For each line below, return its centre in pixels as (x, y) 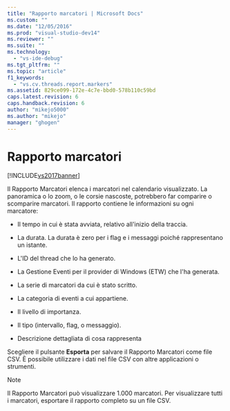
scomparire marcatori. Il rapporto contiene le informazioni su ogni (100, 203)
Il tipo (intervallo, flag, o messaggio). (69, 325)
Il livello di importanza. (49, 312)
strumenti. (22, 367)
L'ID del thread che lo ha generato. (66, 259)
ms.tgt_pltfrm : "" (33, 65)
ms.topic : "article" (37, 71)
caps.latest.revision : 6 (43, 97)
